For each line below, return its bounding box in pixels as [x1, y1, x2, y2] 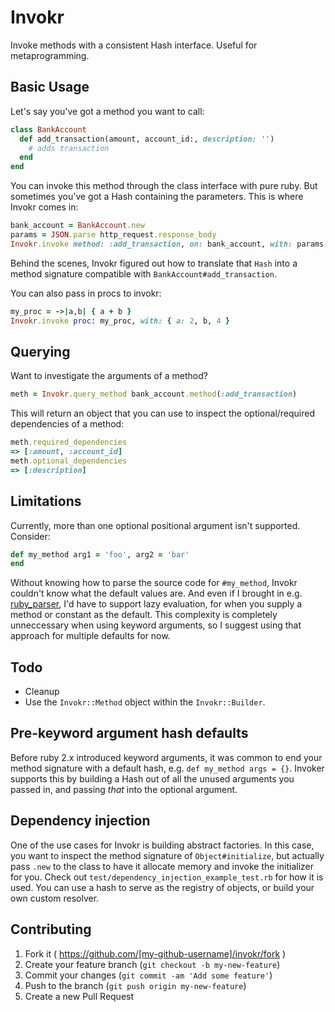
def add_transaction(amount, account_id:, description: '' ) [19, 134, 275, 144]
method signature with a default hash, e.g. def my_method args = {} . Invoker [10, 762, 325, 774]
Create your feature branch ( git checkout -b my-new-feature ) [24, 958, 281, 970]
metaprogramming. [10, 49, 90, 61]
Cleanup [24, 686, 60, 698]
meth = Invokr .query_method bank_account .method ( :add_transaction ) [10, 389, 298, 400]
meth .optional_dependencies [10, 456, 128, 466]
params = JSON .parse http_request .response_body [10, 230, 217, 240]
